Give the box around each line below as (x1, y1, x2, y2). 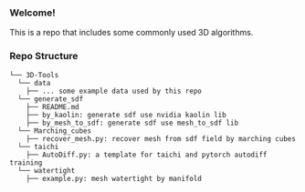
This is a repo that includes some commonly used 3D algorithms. (9, 27, 254, 38)
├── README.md (26, 102, 79, 111)
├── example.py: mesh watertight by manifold (26, 174, 203, 183)
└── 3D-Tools (9, 70, 59, 79)
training (9, 157, 43, 167)
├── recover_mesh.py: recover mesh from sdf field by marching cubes (26, 134, 297, 143)
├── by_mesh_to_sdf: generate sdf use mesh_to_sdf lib (26, 118, 239, 127)
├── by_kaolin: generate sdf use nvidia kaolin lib (26, 110, 226, 119)
